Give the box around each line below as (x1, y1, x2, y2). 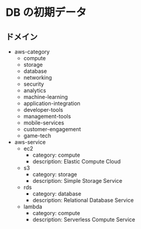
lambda (23, 203, 43, 210)
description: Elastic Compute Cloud (32, 158, 121, 165)
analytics (23, 87, 47, 94)
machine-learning (23, 94, 68, 100)
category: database (32, 190, 82, 197)
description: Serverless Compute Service (32, 216, 136, 223)
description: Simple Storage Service (32, 177, 122, 184)
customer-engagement (23, 126, 81, 132)
